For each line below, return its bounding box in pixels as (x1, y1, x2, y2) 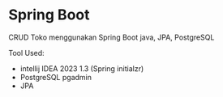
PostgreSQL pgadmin (19, 72, 92, 82)
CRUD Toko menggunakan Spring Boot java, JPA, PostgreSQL (8, 32, 215, 42)
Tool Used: (8, 48, 45, 57)
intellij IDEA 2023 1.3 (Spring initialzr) (19, 63, 144, 74)
